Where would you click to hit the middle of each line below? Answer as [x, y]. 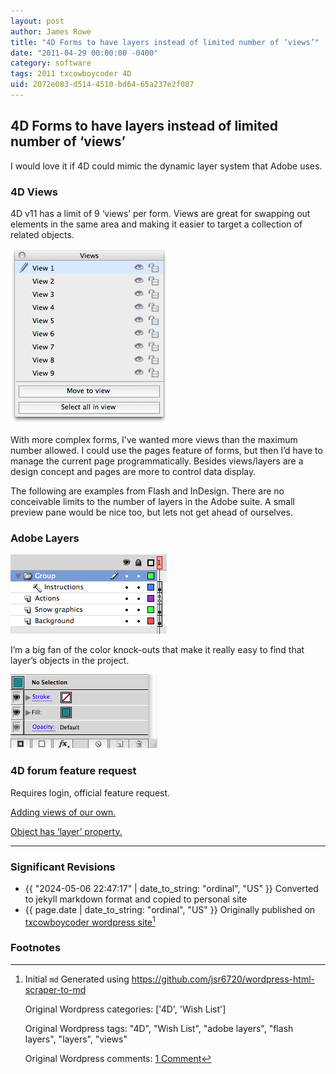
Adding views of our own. [63, 812]
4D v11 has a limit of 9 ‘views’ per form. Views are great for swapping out [160, 213]
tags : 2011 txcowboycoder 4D [71, 74]
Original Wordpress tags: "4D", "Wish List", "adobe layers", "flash [159, 1028]
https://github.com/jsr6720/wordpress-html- [223, 979]
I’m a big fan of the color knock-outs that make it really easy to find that [157, 650]
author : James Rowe [51, 31]
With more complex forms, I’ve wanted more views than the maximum [154, 439]
